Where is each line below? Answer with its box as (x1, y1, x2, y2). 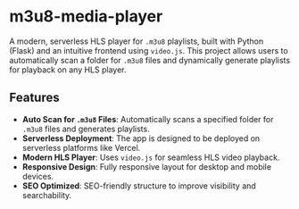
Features (9, 90, 60, 105)
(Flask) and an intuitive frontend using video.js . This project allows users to (9, 45, 288, 55)
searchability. (21, 189, 72, 200)
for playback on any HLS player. (9, 64, 127, 75)
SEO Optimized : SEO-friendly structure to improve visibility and (21, 180, 256, 191)
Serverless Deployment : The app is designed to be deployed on (21, 132, 261, 144)
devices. (21, 171, 54, 181)
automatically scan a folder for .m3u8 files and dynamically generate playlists (9, 54, 291, 65)
